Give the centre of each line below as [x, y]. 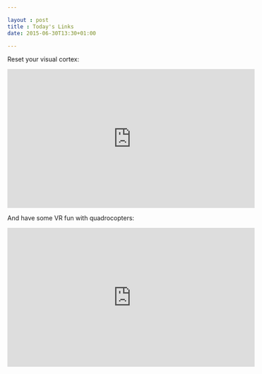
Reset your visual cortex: [43, 59]
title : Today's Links [41, 26]
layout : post [28, 20]
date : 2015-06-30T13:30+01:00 [52, 33]
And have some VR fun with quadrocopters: [71, 218]
